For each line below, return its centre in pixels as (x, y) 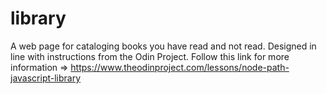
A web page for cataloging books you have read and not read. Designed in (163, 46)
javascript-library (46, 78)
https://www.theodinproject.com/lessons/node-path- (180, 67)
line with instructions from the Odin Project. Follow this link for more (150, 56)
